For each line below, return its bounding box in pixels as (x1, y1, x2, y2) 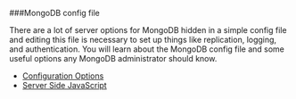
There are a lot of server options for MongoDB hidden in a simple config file (9, 25, 287, 35)
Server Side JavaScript (21, 80, 107, 90)
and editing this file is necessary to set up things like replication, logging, (9, 35, 277, 45)
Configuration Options (21, 70, 104, 81)
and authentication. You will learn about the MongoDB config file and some (9, 44, 285, 54)
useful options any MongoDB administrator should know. (9, 54, 218, 63)
